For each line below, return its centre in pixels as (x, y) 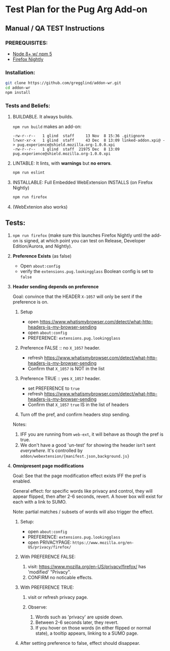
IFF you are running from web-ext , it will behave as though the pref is (92, 434)
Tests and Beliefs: (28, 106)
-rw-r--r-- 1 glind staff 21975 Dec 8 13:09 (66, 149)
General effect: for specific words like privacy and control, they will (83, 491)
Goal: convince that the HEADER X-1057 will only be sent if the (77, 296)
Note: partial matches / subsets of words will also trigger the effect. (83, 512)
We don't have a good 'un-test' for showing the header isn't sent (88, 445)
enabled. (22, 481)
